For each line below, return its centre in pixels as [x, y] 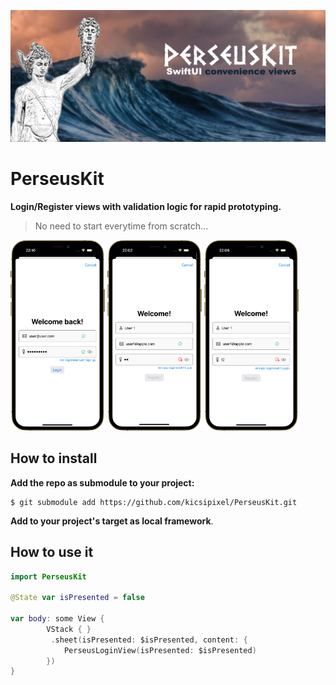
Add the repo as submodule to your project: [102, 482]
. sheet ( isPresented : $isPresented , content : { [149, 640]
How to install [54, 458]
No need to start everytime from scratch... [121, 226]
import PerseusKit [48, 576]
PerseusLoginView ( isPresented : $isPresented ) [160, 650]
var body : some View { [57, 619]
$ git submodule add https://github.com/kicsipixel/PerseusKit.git [154, 502]
